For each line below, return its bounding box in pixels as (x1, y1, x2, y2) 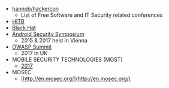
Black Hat (11, 24, 36, 31)
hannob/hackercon (11, 5, 59, 12)
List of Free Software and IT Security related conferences (20, 11, 163, 19)
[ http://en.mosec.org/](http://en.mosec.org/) (20, 75, 131, 82)
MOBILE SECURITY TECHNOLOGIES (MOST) (11, 56, 123, 63)
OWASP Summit (11, 43, 52, 50)
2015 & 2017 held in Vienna (20, 37, 88, 44)
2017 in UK (20, 50, 48, 56)
